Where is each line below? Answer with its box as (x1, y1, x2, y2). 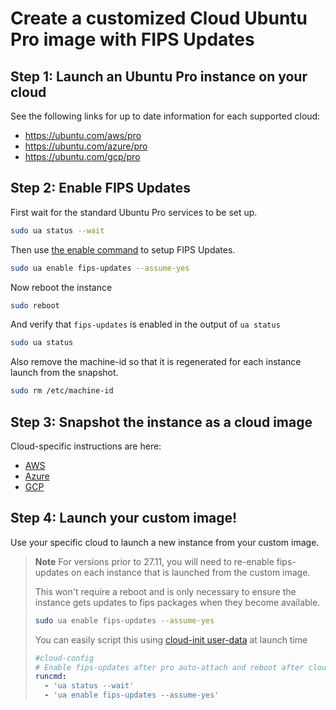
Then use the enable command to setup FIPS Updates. (10, 243, 236, 256)
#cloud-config (34, 653, 94, 663)
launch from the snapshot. (10, 367, 119, 379)
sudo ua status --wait (10, 225, 105, 236)
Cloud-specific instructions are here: (10, 440, 162, 452)
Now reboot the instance (10, 281, 113, 293)
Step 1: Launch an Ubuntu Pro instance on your (10, 68, 308, 85)
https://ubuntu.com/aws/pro (24, 130, 142, 141)
